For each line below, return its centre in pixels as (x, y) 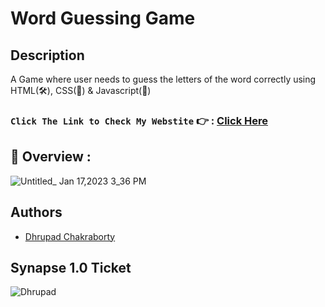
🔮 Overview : (51, 157)
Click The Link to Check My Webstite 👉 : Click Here (139, 120)
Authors (36, 212)
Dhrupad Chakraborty (70, 236)
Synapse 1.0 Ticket (71, 267)
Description (47, 55)
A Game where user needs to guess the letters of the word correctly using (163, 79)
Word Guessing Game (103, 18)
